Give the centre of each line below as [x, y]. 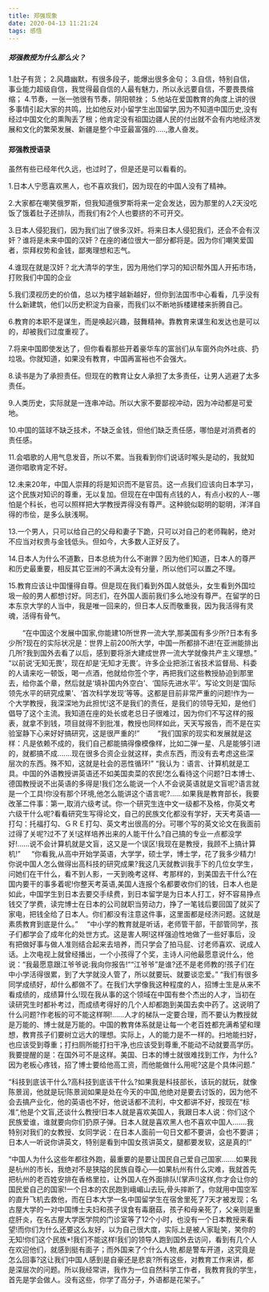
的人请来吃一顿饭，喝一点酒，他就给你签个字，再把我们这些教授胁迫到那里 [131, 673]
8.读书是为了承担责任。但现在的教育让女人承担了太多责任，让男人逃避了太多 [134, 375]
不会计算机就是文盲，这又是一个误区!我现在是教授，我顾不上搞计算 [146, 844]
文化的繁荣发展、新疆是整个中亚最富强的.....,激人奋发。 [112, 129]
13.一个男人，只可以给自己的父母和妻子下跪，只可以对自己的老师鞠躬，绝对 [132, 531]
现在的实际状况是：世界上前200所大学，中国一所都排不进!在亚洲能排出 [142, 643]
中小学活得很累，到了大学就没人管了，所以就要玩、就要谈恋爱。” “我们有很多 [133, 974]
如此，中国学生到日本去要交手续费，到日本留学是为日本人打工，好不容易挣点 [134, 893]
